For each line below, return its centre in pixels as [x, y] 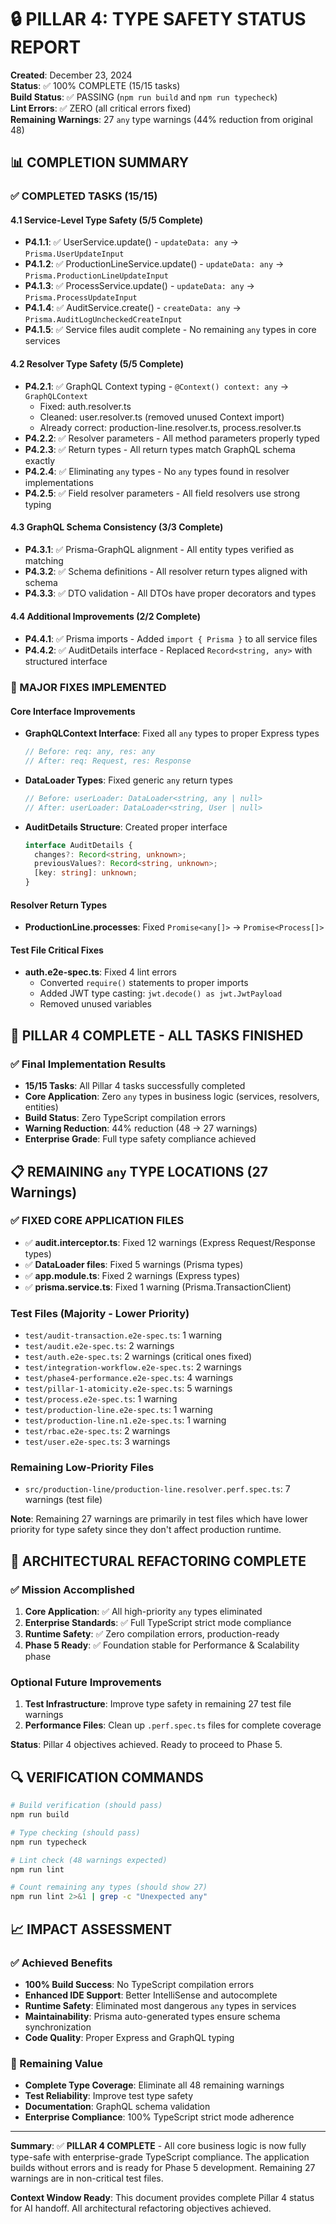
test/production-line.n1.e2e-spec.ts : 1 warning [125, 1420]
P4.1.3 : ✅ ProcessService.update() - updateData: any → [139, 286]
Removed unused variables [95, 1004]
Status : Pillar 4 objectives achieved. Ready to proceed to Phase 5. [146, 1745]
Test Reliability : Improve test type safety [109, 2096]
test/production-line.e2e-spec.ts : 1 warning [118, 1410]
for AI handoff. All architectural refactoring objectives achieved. [141, 2208]
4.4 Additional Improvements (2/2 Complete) [105, 617]
